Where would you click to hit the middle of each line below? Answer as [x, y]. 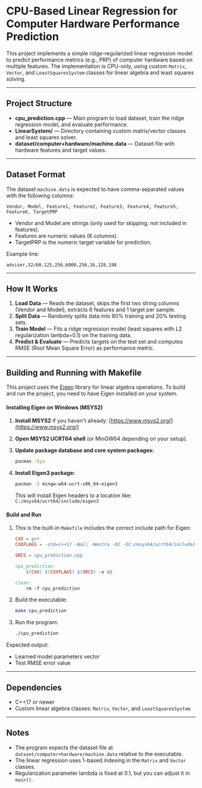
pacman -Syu [30, 462]
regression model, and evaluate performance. [72, 124]
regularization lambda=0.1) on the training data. [73, 335]
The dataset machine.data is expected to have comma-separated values [95, 189]
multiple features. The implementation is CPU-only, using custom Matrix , [96, 66]
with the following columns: [40, 195]
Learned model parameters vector [57, 657]
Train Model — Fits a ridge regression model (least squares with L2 [98, 329]
